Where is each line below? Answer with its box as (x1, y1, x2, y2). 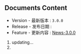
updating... (11, 39, 34, 45)
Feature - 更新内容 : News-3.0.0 (11, 29, 76, 36)
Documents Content (4, 4, 67, 12)
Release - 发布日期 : (11, 23, 52, 29)
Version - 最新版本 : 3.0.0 (11, 17, 63, 23)
